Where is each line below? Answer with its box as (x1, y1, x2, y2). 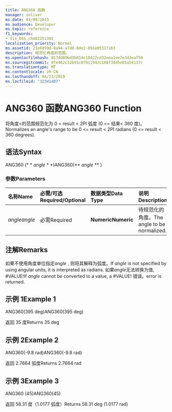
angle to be (138, 221, 165, 228)
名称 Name (8, 193, 33, 200)
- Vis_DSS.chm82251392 (5, 36, 54, 41)
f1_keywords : (5, 31, 33, 36)
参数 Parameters (5, 175, 46, 182)
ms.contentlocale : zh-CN (5, 70, 58, 75)
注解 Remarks (5, 246, 48, 254)
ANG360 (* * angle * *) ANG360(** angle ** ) (5, 162, 102, 168)
